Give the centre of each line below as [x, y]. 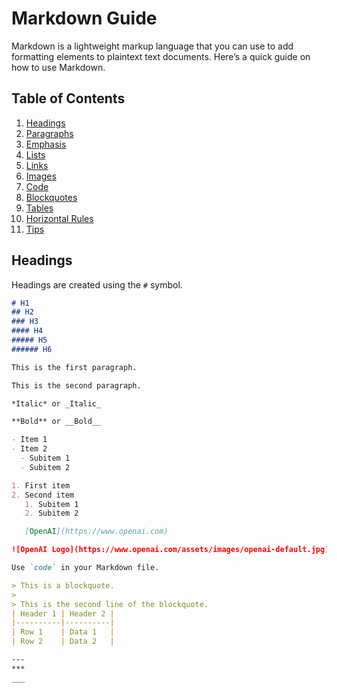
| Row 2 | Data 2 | [63, 642]
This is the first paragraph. [74, 367]
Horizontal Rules [59, 218]
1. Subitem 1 [51, 504]
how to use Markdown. [58, 67]
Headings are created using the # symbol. [97, 284]
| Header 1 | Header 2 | [63, 613]
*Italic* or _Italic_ [56, 403]
